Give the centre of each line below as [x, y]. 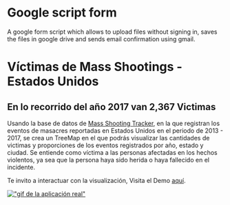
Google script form [62, 13]
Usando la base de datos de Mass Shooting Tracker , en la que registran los [114, 123]
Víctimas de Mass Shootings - [95, 67]
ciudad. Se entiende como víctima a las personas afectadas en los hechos [113, 152]
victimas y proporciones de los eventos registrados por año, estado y [105, 145]
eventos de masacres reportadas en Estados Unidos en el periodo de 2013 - [115, 130]
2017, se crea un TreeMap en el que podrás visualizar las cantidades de [108, 138]
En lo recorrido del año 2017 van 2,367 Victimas [112, 107]
